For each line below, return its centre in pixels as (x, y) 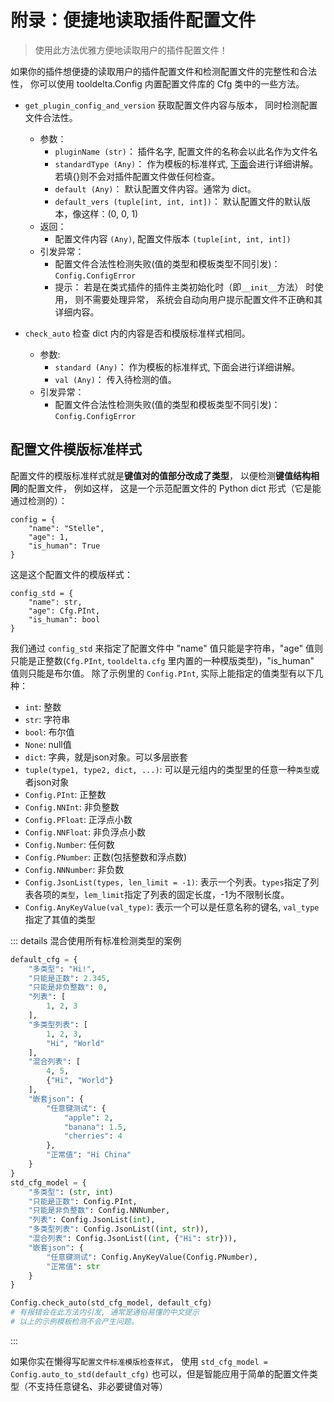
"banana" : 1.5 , (95, 1127)
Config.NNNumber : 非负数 (74, 869)
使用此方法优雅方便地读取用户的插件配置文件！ (131, 50)
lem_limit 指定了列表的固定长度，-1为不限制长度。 (186, 894)
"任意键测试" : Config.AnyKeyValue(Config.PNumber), (152, 1257)
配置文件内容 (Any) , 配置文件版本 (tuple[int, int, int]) (173, 238)
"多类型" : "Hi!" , (62, 969)
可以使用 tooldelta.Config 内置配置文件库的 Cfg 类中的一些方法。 (171, 83)
